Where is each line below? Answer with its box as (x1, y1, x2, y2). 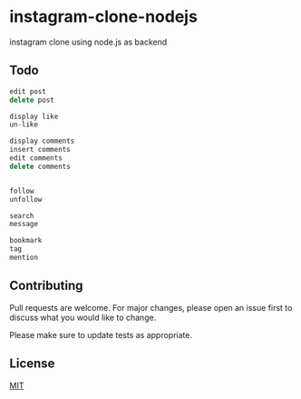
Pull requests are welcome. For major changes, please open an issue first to (9, 302, 293, 313)
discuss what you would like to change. (9, 312, 157, 323)
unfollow (9, 195, 43, 204)
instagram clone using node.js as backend (9, 36, 168, 47)
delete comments (9, 162, 71, 171)
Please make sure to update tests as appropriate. (9, 329, 193, 340)
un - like (9, 120, 39, 129)
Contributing (9, 278, 83, 294)
